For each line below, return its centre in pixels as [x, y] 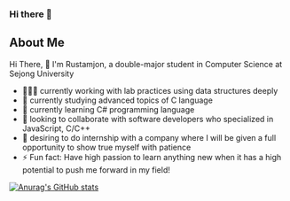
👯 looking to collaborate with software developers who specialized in [148, 119]
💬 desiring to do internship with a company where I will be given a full [149, 137]
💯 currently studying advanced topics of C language [117, 100]
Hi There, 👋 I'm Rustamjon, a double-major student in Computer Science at [146, 64]
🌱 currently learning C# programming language [108, 109]
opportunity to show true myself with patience [106, 147]
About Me [37, 43]
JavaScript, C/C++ [56, 128]
